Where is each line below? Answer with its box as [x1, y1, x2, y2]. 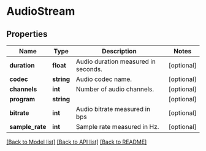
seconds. [75, 65, 103, 73]
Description [102, 47, 137, 55]
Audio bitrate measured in [75, 105, 151, 113]
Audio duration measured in [75, 57, 156, 66]
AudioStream [6, 4, 75, 18]
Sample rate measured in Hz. [75, 123, 159, 131]
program [9, 95, 36, 103]
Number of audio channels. [75, 85, 154, 93]
